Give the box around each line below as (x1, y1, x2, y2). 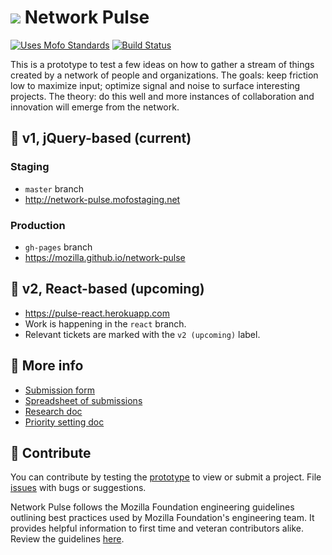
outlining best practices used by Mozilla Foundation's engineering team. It (10, 512, 315, 524)
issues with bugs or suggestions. (10, 482, 147, 494)
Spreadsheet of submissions (24, 394, 143, 406)
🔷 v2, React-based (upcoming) (10, 281, 205, 298)
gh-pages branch (24, 241, 93, 253)
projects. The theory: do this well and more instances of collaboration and (10, 90, 315, 102)
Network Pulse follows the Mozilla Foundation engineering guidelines (10, 501, 295, 513)
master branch (24, 182, 84, 195)
